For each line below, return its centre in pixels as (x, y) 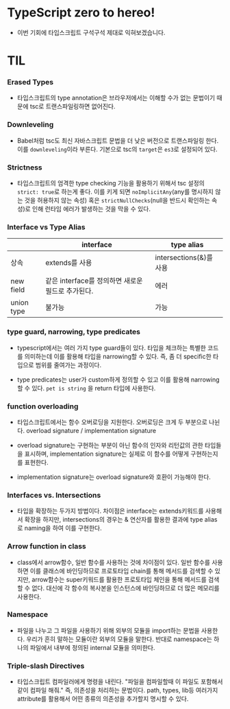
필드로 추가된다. (69, 291)
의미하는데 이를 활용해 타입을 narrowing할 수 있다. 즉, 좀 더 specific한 (118, 356)
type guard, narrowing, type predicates (74, 332)
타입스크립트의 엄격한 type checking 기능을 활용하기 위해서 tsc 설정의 (111, 183)
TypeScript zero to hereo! (81, 13)
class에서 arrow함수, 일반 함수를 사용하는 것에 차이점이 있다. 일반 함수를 (114, 562)
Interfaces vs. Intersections (54, 495)
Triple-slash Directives (46, 666)
